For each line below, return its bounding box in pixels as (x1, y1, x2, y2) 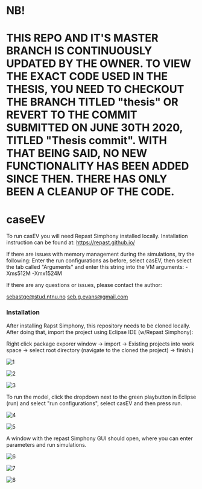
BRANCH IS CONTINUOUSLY (6, 44, 153, 58)
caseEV (6, 212, 46, 226)
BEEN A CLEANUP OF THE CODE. (6, 185, 175, 199)
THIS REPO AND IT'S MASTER (6, 31, 159, 45)
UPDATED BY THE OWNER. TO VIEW (6, 57, 192, 71)
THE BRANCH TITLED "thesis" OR (6, 95, 179, 109)
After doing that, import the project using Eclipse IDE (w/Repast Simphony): (6, 328, 194, 335)
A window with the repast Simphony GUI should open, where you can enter (6, 435, 193, 442)
